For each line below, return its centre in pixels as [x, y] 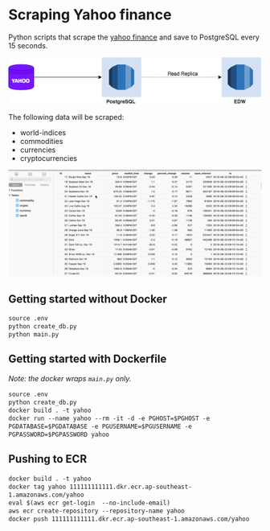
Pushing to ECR [47, 459]
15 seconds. [28, 45]
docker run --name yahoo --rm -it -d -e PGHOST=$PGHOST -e [109, 418]
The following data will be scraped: [66, 117]
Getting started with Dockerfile [88, 359]
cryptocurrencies [49, 158]
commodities [41, 141]
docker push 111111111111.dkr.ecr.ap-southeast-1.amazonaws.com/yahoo [129, 519]
